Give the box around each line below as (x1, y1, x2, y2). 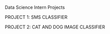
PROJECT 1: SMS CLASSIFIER (5, 14, 68, 20)
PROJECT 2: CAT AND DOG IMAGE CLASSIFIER (5, 24, 105, 30)
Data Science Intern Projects (5, 5, 65, 10)
